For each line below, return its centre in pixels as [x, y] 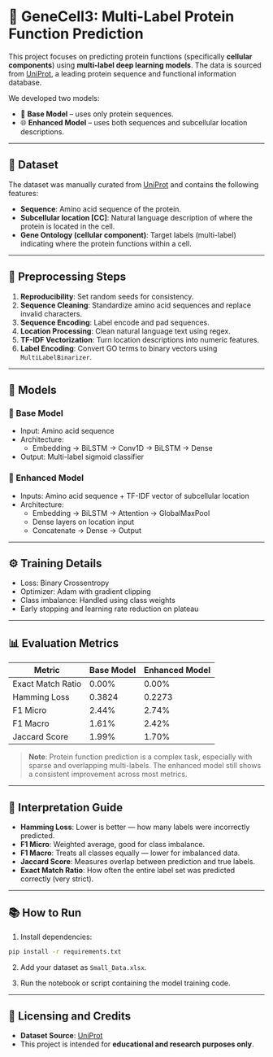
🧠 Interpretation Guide [66, 808]
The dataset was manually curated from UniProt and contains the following [134, 184]
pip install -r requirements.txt [65, 951]
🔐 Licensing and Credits [70, 1016]
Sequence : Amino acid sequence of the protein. [100, 209]
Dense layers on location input [83, 522]
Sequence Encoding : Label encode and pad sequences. [115, 322]
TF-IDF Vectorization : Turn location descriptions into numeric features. [140, 339]
